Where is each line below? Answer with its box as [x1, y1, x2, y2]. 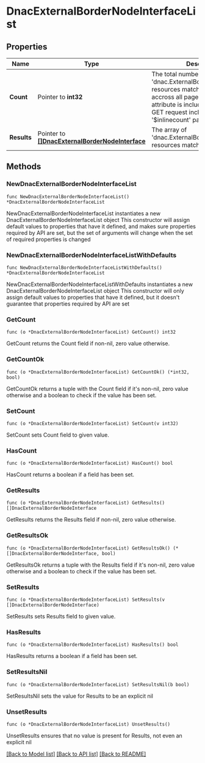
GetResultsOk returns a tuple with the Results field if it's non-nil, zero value [6, 561, 195, 568]
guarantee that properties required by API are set [6, 300, 130, 307]
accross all [151, 93, 183, 101]
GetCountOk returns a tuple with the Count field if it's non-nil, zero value [6, 385, 189, 392]
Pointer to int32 [37, 93, 83, 101]
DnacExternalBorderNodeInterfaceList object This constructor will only [6, 287, 184, 294]
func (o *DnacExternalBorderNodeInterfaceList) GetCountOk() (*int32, [6, 369, 190, 375]
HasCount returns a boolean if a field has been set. [6, 471, 135, 478]
